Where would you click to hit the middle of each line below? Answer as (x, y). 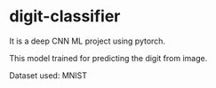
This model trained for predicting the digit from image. (108, 58)
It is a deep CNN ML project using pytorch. (88, 41)
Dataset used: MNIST (48, 75)
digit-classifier (65, 16)
